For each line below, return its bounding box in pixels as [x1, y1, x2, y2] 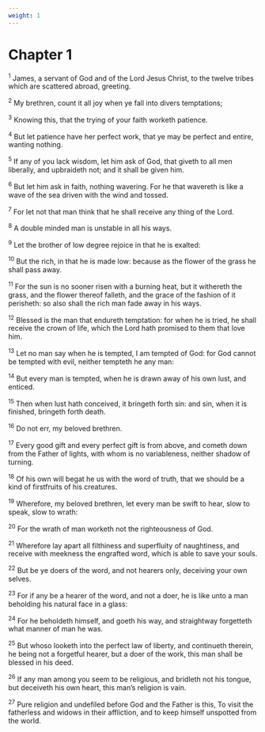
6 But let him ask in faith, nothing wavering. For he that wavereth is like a [8, 180, 244, 191]
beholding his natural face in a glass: [8, 599, 128, 609]
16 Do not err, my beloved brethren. [8, 423, 123, 434]
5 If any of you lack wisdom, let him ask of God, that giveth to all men [8, 155, 233, 166]
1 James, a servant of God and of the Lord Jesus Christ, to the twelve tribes [8, 72, 255, 83]
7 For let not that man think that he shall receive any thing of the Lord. [8, 205, 235, 216]
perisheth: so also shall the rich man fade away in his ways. [8, 298, 202, 308]
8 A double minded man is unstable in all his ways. [8, 222, 172, 233]
